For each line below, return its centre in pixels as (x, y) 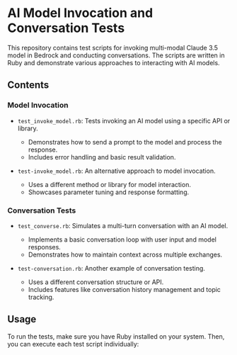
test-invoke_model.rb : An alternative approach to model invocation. (116, 171)
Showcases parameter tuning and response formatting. (109, 192)
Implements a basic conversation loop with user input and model (122, 240)
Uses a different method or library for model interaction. (109, 184)
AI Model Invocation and (80, 13)
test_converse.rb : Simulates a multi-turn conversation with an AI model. (123, 225)
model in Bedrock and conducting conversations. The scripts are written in (116, 55)
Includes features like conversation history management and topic (125, 289)
